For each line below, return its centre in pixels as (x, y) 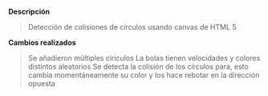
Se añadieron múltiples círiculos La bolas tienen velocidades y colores (144, 58)
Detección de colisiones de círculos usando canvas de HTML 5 (132, 27)
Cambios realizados (42, 42)
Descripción (29, 12)
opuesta (42, 84)
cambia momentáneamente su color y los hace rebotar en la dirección (144, 75)
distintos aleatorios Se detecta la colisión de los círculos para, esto (138, 66)
